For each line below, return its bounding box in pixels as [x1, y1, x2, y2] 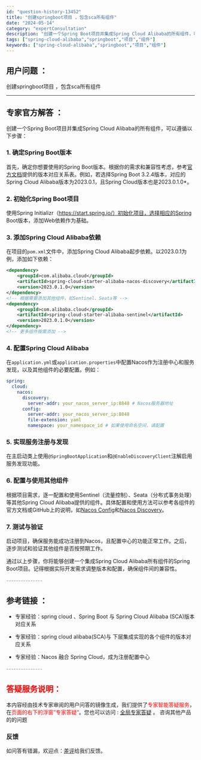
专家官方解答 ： [6, 108, 63, 118]
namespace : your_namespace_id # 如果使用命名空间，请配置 [28, 422, 165, 428]
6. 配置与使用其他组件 [6, 476, 69, 485]
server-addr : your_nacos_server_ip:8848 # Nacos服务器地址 [28, 400, 173, 406]
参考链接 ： [6, 596, 48, 606]
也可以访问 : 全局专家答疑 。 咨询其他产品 [89, 709, 191, 716]
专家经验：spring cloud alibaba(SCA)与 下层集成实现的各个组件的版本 [14, 633, 187, 640]
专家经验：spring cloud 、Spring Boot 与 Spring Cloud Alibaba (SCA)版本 [14, 613, 195, 620]
